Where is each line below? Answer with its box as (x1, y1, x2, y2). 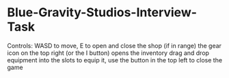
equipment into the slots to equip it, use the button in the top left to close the (7, 56, 223, 64)
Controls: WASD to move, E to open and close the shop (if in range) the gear (7, 41, 222, 50)
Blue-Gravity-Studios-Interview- (7, 5, 197, 20)
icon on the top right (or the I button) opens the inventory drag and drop (7, 49, 210, 57)
